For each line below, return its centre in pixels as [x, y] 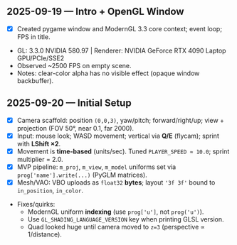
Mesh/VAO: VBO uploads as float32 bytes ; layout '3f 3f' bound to [116, 182]
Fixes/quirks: [36, 204]
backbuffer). [35, 80]
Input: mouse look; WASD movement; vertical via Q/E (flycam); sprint [118, 136]
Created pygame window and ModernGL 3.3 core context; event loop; [119, 28]
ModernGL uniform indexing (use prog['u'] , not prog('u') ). [116, 212]
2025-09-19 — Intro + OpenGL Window [95, 12]
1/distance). [44, 234]
